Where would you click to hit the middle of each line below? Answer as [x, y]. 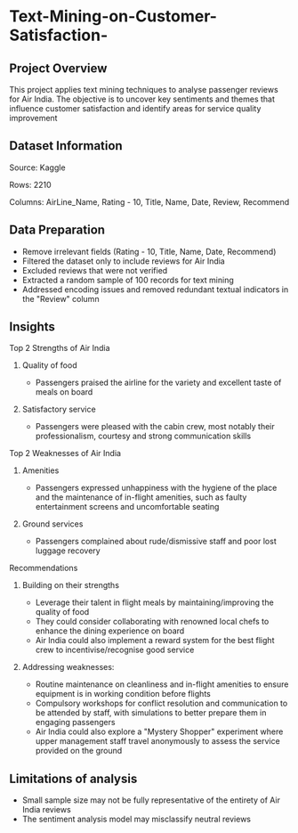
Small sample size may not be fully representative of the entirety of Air [151, 800]
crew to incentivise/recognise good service [115, 650]
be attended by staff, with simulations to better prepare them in [151, 713]
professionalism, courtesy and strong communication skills [143, 436]
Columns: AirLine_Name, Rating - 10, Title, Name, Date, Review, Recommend [149, 201]
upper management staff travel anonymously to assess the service [157, 741]
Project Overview [58, 68]
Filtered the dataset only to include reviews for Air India [123, 261]
